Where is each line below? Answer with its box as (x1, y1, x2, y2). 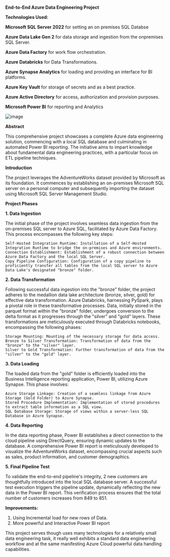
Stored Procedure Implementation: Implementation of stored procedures (5, 400, 160, 405)
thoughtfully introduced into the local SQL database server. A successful (5, 479, 157, 485)
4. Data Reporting (5, 422, 43, 428)
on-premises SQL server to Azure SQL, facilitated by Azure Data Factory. (5, 226, 158, 232)
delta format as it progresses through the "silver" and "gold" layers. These (5, 314, 161, 319)
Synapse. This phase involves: (5, 381, 69, 387)
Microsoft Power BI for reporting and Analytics (5, 104, 104, 110)
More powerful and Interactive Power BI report (12, 520, 110, 526)
